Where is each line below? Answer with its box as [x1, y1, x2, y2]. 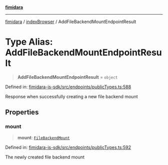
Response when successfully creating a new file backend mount [5, 93, 138, 99]
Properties [5, 108, 39, 117]
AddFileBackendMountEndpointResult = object [17, 74, 118, 80]
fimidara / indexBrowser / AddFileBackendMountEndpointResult [5, 19, 136, 25]
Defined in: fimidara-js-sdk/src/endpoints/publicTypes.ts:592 [5, 144, 131, 150]
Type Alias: [5, 36, 53, 48]
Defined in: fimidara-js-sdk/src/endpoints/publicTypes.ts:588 [5, 84, 131, 90]
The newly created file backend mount [5, 154, 85, 160]
